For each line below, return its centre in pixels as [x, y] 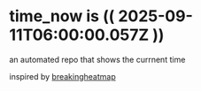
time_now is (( [62, 16]
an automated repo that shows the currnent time [97, 59]
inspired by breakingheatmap [63, 76]
